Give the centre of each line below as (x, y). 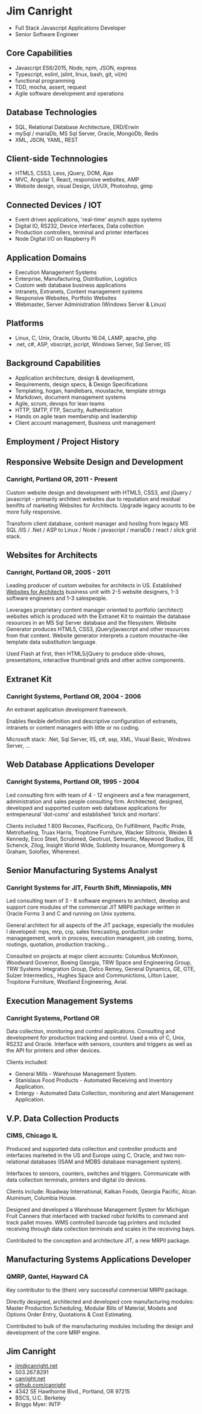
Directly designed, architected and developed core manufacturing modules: (100, 1301)
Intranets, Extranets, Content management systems (79, 291)
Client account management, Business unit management (85, 422)
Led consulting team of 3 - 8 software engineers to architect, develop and (98, 901)
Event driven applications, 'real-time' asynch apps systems (88, 220)
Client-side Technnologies (57, 158)
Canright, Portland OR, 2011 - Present (62, 479)
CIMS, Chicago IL (32, 1136)
